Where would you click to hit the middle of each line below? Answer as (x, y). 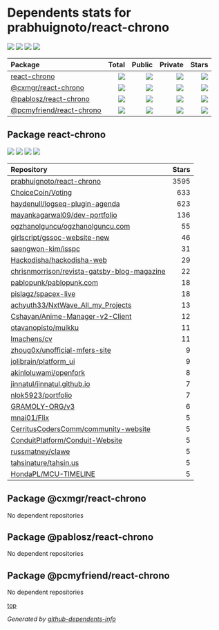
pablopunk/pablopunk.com (55, 282)
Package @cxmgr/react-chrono (77, 499)
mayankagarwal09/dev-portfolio (64, 215)
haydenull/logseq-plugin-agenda (65, 204)
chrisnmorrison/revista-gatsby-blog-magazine (88, 271)
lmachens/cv (32, 339)
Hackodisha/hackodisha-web (59, 260)
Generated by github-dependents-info (61, 619)
